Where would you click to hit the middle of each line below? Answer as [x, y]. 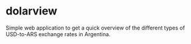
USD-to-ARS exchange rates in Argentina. [58, 34]
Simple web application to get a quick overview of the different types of [95, 28]
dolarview [31, 11]
